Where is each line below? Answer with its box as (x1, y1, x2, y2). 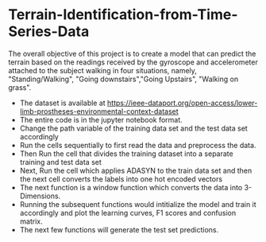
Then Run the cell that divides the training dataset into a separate (19, 149, 233, 158)
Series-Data (8, 22, 90, 41)
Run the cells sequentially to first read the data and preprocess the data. (19, 140, 256, 150)
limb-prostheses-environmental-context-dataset (19, 106, 179, 116)
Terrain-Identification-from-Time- (8, 6, 238, 24)
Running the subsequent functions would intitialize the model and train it (19, 199, 256, 209)
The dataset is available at (19, 98, 106, 107)
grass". (8, 82, 32, 92)
